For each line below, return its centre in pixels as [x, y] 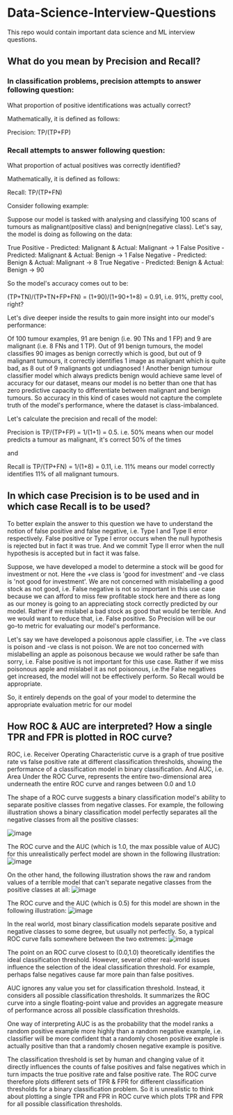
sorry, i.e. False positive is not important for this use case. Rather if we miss [115, 661]
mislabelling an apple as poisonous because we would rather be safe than [113, 654]
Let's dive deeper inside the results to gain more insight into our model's [111, 318]
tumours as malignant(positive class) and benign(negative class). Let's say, [115, 226]
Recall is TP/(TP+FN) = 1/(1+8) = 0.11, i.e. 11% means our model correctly [111, 466]
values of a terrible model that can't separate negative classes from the [110, 882]
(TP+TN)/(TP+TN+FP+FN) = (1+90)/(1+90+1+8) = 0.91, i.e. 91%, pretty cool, [115, 297]
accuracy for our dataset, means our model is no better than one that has [112, 383]
